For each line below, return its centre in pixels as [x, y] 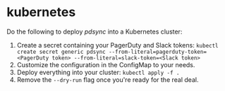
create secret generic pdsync [61, 52]
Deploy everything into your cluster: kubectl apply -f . [98, 72]
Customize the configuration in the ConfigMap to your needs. [106, 64]
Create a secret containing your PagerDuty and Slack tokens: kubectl [118, 45]
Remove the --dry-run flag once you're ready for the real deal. [108, 79]
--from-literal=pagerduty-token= [158, 52]
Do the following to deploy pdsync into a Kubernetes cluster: [95, 31]
